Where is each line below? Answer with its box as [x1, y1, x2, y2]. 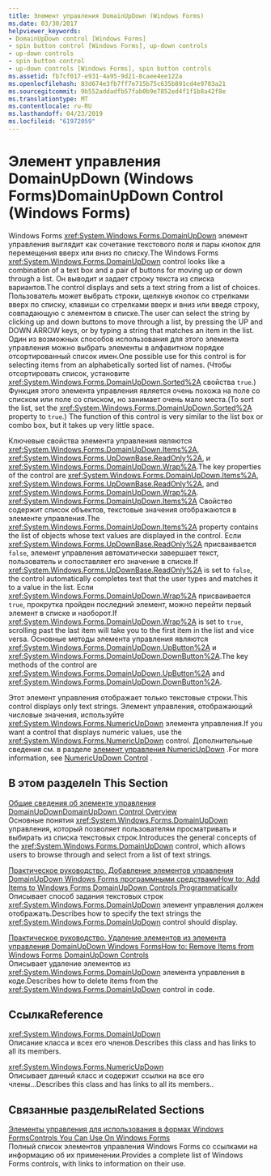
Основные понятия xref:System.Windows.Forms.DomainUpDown [8, 815, 229, 825]
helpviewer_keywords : [8, 27, 82, 35]
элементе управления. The [8, 513, 100, 523]
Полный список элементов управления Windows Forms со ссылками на [8, 1142, 258, 1152]
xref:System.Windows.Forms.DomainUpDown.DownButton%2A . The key [8, 651, 248, 661]
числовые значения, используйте [8, 710, 125, 720]
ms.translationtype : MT [8, 95, 89, 103]
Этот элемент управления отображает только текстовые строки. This [8, 692, 248, 702]
